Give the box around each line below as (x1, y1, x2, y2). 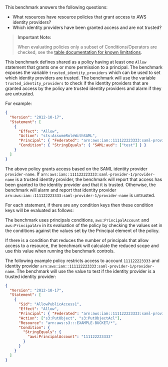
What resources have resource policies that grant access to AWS (12, 14, 146, 19)
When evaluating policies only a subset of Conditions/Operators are (17, 44, 157, 49)
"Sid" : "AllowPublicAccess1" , (18, 302, 81, 307)
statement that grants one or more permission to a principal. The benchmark (5, 64, 163, 70)
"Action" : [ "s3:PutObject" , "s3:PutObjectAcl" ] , (18, 315, 122, 320)
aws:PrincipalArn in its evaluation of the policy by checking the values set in (5, 222, 162, 228)
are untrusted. (5, 91, 34, 96)
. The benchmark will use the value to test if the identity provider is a (14, 268, 155, 274)
